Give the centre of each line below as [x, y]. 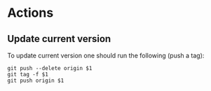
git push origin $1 [36, 80]
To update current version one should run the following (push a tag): [106, 55]
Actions [30, 13]
